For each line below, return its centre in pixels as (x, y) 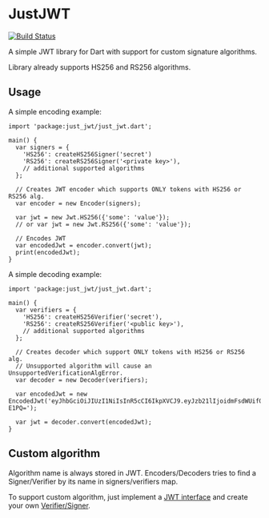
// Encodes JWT (41, 238)
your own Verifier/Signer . (49, 505)
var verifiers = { (46, 310)
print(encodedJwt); (48, 252)
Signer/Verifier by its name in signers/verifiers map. (93, 481)
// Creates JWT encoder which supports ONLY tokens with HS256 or (128, 189)
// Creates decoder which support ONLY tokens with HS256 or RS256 (130, 352)
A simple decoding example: (55, 274)
